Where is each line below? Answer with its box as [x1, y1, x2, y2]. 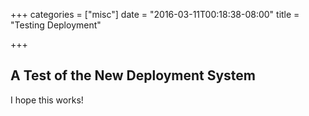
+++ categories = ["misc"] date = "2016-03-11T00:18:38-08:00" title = [10, 9, 300, 20]
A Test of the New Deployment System [10, 67, 256, 84]
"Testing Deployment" [10, 19, 102, 31]
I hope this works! [10, 94, 84, 106]
